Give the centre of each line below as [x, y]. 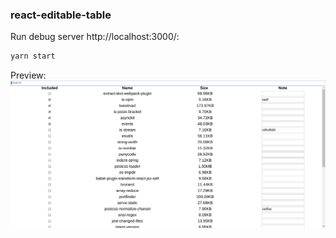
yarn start [33, 56]
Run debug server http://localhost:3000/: [95, 37]
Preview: [28, 75]
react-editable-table [61, 15]
